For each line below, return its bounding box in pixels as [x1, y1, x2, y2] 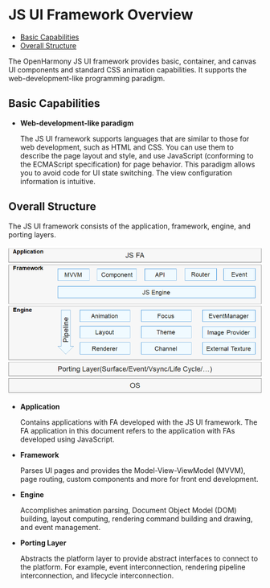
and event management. [19, 523, 101, 532]
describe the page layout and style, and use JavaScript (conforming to [19, 150, 254, 160]
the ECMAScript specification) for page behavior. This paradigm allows [19, 159, 256, 169]
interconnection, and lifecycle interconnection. [19, 571, 174, 581]
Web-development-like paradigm [19, 118, 134, 128]
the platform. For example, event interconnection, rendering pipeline [19, 562, 246, 572]
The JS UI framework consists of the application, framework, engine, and [8, 221, 251, 231]
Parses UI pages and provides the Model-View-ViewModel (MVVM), [19, 466, 246, 475]
